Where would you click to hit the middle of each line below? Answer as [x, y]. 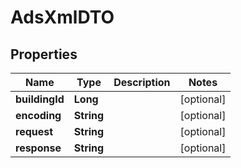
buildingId [40, 99]
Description [142, 82]
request [34, 131]
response [38, 148]
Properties [44, 54]
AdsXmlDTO [62, 17]
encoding [38, 115]
